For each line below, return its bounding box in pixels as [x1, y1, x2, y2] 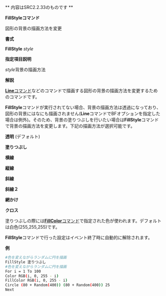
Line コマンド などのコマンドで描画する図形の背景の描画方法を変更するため [5, 88, 158, 93]
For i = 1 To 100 [5, 269, 41, 274]
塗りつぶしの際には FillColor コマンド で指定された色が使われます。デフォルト [5, 218, 162, 224]
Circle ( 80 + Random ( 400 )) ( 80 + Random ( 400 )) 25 [5, 283, 110, 288]
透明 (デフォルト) [5, 133, 41, 139]
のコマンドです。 [5, 94, 40, 100]
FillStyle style [5, 46, 34, 52]
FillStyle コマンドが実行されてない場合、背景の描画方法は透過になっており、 [5, 105, 161, 110]
